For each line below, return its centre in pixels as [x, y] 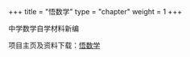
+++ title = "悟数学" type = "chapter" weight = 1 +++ [95, 11]
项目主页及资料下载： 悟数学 [54, 45]
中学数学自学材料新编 [43, 28]
